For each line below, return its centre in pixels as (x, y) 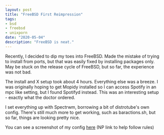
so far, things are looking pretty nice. (43, 118)
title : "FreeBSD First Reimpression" (44, 14)
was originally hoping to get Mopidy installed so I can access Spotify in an (81, 87)
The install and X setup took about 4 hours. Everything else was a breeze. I (82, 81)
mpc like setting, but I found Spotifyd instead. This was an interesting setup (82, 92)
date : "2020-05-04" (25, 38)
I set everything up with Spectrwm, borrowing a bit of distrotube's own (77, 107)
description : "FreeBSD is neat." (40, 42)
